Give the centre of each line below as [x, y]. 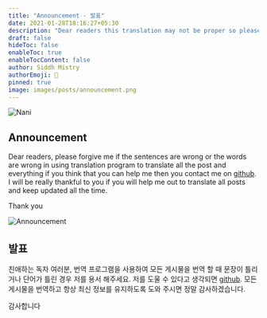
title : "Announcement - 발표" [56, 16]
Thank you [26, 206]
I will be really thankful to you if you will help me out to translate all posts [127, 182]
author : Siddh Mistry [44, 68]
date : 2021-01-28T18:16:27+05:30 [64, 23]
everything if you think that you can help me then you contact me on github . [132, 174]
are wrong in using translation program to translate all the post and [117, 165]
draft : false [30, 38]
